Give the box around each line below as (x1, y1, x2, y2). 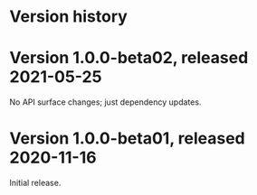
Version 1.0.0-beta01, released (9, 128, 246, 149)
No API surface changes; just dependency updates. (9, 97, 202, 107)
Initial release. (9, 178, 62, 189)
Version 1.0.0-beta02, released (9, 48, 249, 69)
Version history (9, 6, 128, 27)
